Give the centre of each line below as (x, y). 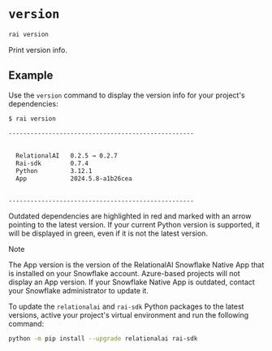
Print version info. (38, 50)
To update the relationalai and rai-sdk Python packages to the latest (126, 306)
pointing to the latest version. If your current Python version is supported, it (134, 225)
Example (31, 76)
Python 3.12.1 (54, 171)
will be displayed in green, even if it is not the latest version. (108, 233)
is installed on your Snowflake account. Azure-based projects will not (124, 274)
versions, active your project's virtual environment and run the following (129, 315)
